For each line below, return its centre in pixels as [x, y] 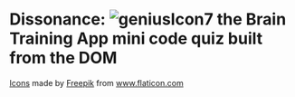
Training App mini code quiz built [136, 39]
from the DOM [63, 58]
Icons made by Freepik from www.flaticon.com [96, 82]
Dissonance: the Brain [148, 19]
